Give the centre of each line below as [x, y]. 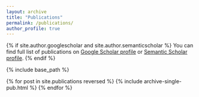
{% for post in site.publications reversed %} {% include [74, 81]
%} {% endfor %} [51, 88]
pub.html [17, 88]
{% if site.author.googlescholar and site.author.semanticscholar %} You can [100, 46]
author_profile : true [33, 28]
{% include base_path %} [38, 70]
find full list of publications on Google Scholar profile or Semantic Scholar [97, 52]
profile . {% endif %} [31, 58]
